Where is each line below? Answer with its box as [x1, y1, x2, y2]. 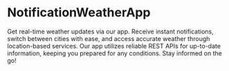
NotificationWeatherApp [7, 5, 151, 20]
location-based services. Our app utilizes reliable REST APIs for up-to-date [7, 42, 221, 50]
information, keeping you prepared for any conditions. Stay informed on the [7, 49, 223, 57]
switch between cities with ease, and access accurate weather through [7, 34, 210, 42]
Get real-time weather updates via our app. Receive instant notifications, [7, 27, 214, 35]
